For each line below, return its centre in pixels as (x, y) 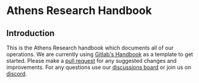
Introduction (31, 33)
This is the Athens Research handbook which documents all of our (90, 48)
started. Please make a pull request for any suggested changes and (92, 61)
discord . (17, 74)
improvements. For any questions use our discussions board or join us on (99, 67)
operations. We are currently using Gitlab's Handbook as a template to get (100, 54)
